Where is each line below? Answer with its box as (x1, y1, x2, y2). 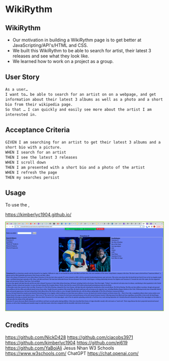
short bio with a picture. (5, 145, 62, 150)
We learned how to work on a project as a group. (12, 58, 114, 64)
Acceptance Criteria (5, 126, 70, 134)
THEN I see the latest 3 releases (5, 155, 78, 160)
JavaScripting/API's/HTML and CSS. (12, 42, 88, 48)
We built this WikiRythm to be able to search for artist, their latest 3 (12, 48, 151, 53)
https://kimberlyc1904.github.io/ (5, 211, 72, 218)
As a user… (5, 87, 28, 92)
